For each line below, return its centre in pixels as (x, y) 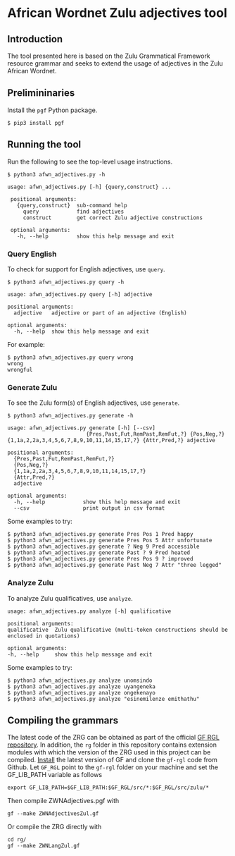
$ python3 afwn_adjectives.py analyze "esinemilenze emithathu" (103, 699)
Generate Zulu (32, 387)
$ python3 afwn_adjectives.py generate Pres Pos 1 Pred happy (100, 534)
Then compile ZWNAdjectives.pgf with (63, 801)
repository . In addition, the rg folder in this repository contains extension (112, 745)
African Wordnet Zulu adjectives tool (117, 13)
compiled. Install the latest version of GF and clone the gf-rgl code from (113, 760)
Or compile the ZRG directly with (55, 827)
